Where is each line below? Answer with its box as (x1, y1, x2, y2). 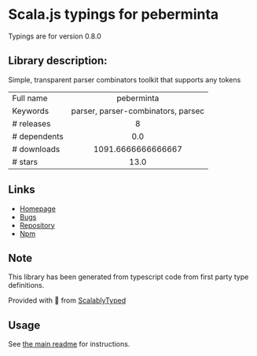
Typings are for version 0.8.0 (8, 31, 102, 41)
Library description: (8, 54, 108, 67)
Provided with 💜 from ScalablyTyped (8, 296, 127, 305)
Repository (19, 220, 55, 230)
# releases (12, 118, 51, 129)
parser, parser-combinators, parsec (71, 105, 205, 116)
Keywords (12, 105, 50, 116)
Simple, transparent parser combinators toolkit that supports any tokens (8, 74, 241, 84)
